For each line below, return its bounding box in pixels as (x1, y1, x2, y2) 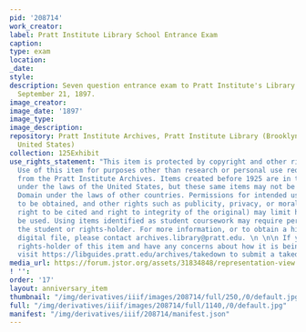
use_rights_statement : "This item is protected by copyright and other (9, 156, 287, 166)
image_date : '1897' (9, 106, 84, 116)
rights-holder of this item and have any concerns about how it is (17, 242, 280, 251)
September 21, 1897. (17, 89, 96, 98)
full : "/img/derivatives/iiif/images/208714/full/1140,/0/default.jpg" (9, 301, 287, 310)
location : (9, 55, 47, 65)
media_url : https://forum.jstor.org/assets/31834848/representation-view (9, 258, 296, 268)
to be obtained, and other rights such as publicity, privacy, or (17, 199, 275, 209)
